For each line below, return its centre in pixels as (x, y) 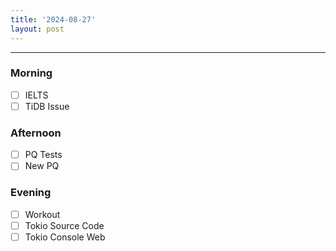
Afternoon (36, 133)
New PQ (42, 166)
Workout (42, 214)
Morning (31, 73)
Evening (31, 193)
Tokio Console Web (65, 237)
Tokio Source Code (64, 225)
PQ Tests (43, 155)
